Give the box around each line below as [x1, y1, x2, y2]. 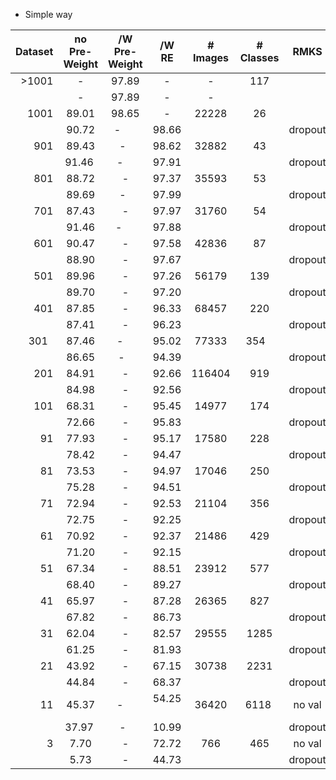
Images [193, 51, 230, 64]
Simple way [24, 9, 73, 20]
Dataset [15, 45, 54, 58]
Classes [239, 51, 280, 64]
